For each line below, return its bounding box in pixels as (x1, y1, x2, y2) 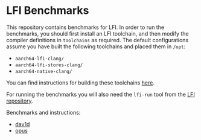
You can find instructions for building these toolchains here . (6, 79, 155, 86)
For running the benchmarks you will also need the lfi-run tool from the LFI (6, 91, 195, 98)
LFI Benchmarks (6, 4, 89, 17)
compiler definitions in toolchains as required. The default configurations (6, 36, 189, 43)
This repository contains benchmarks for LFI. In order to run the (6, 24, 165, 31)
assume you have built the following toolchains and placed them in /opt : (6, 43, 186, 50)
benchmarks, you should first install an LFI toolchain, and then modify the (6, 30, 189, 37)
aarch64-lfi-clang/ (14, 56, 65, 62)
